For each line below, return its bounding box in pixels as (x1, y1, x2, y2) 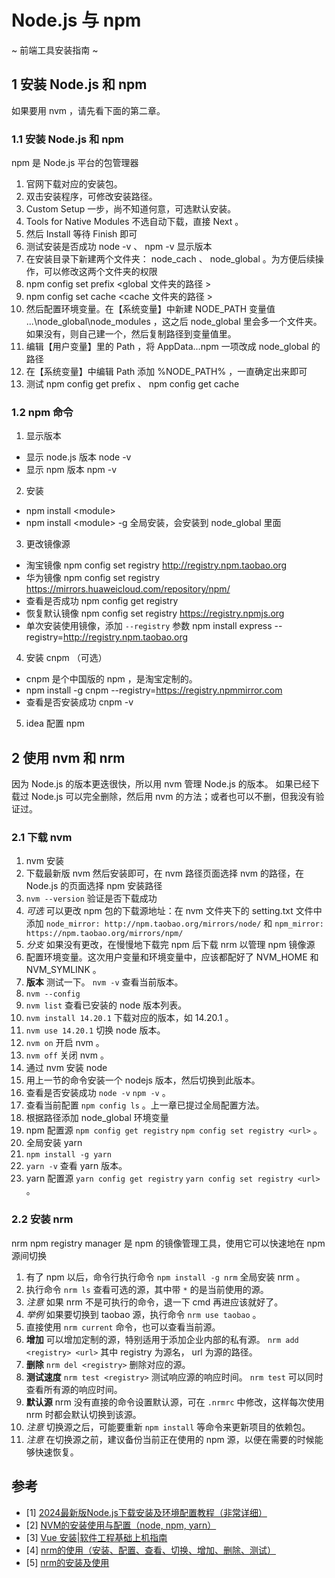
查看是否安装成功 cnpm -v (25, 696, 134, 708)
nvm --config (25, 989, 81, 1000)
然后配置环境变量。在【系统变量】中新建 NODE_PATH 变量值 (25, 303, 276, 315)
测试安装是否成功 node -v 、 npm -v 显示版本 (25, 241, 213, 253)
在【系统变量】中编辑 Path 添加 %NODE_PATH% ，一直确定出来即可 (25, 366, 308, 378)
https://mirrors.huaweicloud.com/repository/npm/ (25, 583, 231, 595)
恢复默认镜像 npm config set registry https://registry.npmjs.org (25, 607, 285, 620)
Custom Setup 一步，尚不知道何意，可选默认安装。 (25, 203, 237, 215)
